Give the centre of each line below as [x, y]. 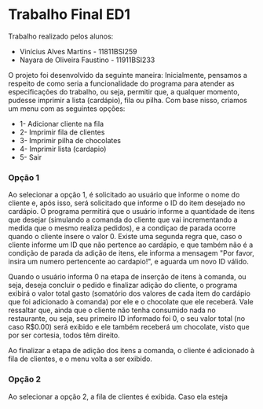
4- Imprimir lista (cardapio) [63, 149]
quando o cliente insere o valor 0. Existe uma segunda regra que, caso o [125, 237]
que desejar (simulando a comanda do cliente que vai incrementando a [123, 220]
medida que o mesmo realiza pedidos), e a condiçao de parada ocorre [122, 228]
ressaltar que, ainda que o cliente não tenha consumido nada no [112, 310]
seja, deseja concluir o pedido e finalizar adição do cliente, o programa [123, 286]
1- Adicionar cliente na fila [62, 123]
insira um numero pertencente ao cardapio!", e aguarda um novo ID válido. [128, 262]
